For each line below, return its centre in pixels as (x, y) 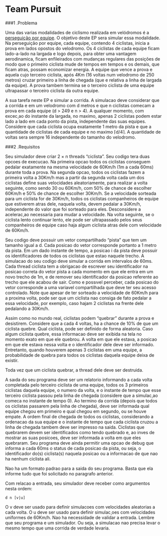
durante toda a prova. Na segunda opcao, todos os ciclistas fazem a (75, 172)
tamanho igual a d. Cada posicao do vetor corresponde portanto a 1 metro (81, 245)
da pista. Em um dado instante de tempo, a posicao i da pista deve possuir (81, 250)
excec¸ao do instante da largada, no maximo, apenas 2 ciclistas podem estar (83, 116)
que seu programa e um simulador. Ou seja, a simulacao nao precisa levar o (83, 523)
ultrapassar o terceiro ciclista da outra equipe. (52, 90)
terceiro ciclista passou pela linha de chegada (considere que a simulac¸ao (82, 395)
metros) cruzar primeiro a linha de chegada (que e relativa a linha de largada (83, 80)
